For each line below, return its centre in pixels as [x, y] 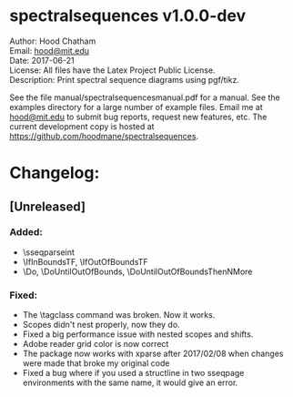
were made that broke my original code [96, 363]
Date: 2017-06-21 [42, 60]
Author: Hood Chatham [53, 41]
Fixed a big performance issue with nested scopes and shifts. [138, 334]
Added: [26, 232]
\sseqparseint [48, 252]
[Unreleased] [48, 206]
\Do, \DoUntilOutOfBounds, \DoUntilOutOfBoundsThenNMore [137, 271]
